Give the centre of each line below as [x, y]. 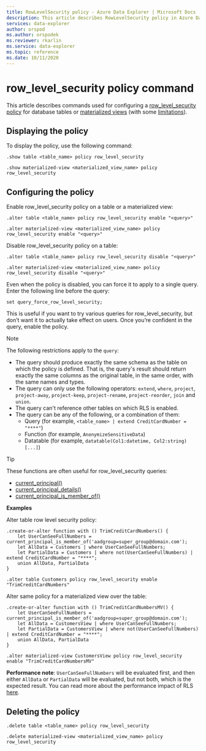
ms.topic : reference [33, 52]
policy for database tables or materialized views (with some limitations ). [97, 112]
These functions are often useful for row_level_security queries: [87, 471]
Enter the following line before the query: [58, 291]
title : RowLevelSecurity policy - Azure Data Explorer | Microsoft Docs [101, 12]
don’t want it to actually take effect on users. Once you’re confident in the [99, 320]
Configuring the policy [50, 192]
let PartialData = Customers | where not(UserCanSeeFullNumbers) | [105, 553]
